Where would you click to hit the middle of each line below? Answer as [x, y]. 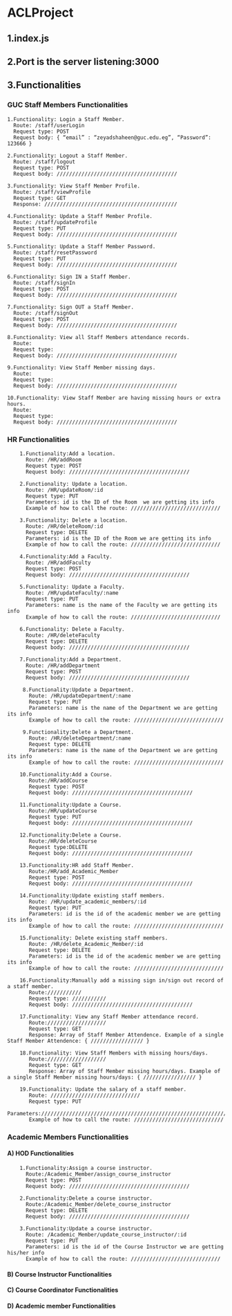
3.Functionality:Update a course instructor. [86, 1229]
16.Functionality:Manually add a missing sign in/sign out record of [122, 980]
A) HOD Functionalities [41, 1153]
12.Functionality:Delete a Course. [71, 835]
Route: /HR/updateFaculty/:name [72, 593]
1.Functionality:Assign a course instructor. [86, 1168]
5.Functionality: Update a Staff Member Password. [81, 246]
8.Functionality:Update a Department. [78, 690]
